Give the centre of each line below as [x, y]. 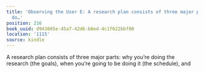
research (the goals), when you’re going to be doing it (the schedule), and [99, 63]
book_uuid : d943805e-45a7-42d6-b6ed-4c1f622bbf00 [70, 29]
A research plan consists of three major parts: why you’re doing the [90, 57]
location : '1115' [28, 34]
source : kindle [25, 40]
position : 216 [24, 23]
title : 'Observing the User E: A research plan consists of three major [100, 12]
